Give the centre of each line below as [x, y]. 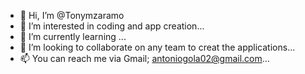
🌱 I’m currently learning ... [73, 36]
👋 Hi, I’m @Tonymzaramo [72, 15]
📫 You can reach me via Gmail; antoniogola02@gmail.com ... [144, 58]
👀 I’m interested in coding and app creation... [112, 26]
